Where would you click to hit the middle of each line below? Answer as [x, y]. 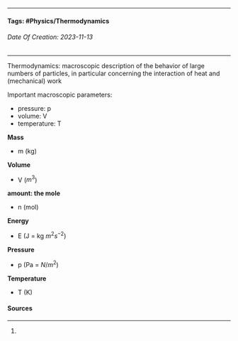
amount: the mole [34, 193]
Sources [20, 308]
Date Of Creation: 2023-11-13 [50, 37]
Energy [18, 221]
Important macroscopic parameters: [60, 94]
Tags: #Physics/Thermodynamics [58, 21]
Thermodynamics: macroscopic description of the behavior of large [106, 65]
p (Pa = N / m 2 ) [38, 264]
